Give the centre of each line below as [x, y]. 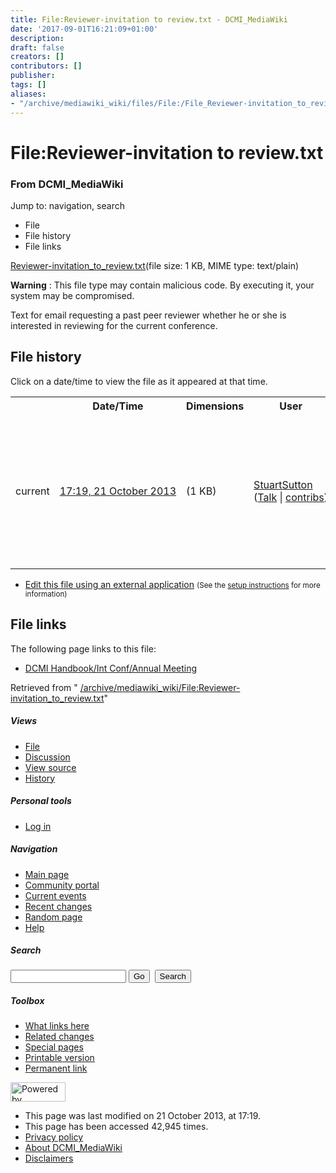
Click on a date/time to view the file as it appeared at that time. [139, 381]
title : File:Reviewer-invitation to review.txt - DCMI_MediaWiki [149, 19]
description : [37, 38]
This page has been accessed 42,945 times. [116, 1127]
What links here [57, 1026]
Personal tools [41, 801]
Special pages [54, 1047]
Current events [55, 895]
